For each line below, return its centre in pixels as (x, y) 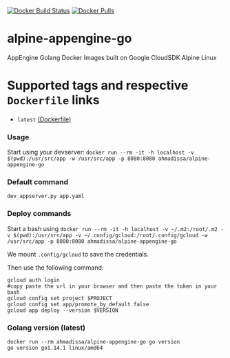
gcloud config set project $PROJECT (60, 298)
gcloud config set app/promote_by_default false (78, 304)
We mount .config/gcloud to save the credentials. (78, 254)
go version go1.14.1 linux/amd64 (55, 348)
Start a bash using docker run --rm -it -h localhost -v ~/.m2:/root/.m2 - (115, 228)
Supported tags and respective (98, 86)
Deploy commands (39, 214)
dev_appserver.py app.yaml (46, 197)
